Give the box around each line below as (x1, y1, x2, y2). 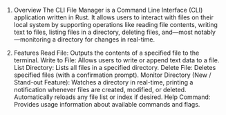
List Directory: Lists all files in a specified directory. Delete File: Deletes (13, 64, 216, 71)
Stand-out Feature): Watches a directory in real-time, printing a (13, 78, 194, 86)
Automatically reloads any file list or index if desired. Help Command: (13, 93, 211, 101)
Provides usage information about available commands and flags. (13, 100, 200, 108)
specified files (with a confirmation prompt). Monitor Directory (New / (13, 71, 212, 79)
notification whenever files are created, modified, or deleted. (13, 86, 187, 94)
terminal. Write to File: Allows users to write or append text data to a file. (13, 56, 220, 64)
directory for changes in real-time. (57, 35, 156, 44)
